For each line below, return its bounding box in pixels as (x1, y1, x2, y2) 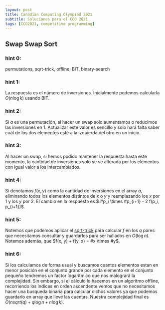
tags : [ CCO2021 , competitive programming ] (5, 21, 95, 26)
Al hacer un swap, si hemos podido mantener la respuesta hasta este (5, 153, 147, 159)
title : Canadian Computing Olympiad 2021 (5, 12, 93, 17)
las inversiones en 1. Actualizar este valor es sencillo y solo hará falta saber (5, 124, 160, 130)
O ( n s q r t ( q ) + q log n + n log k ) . (5, 299, 64, 305)
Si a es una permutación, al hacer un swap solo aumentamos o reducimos (5, 119, 158, 125)
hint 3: (5, 142, 21, 149)
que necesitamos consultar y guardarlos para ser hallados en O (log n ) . (5, 233, 150, 239)
